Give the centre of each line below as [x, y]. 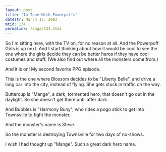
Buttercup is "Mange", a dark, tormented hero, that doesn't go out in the [80, 94]
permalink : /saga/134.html [34, 29]
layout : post [19, 10]
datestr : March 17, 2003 [31, 19]
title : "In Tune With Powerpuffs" [42, 15]
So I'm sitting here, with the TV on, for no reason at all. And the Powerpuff [82, 43]
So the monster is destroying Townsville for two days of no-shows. [75, 134]
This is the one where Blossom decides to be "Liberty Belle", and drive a [80, 79]
